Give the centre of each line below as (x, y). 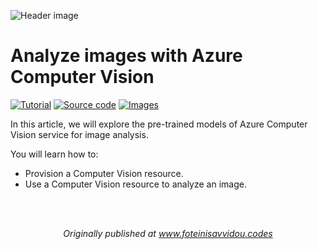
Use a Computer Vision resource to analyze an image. (135, 184)
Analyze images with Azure (126, 56)
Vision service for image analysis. (79, 134)
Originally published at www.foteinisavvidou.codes (168, 233)
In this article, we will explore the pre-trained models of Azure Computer (159, 124)
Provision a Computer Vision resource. (104, 173)
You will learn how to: (54, 154)
